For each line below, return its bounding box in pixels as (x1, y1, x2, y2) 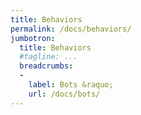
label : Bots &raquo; (28, 80, 114, 90)
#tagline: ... (19, 52, 78, 62)
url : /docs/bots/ (28, 89, 101, 99)
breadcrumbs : (19, 61, 74, 71)
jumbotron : (10, 33, 56, 43)
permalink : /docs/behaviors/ (10, 24, 132, 34)
